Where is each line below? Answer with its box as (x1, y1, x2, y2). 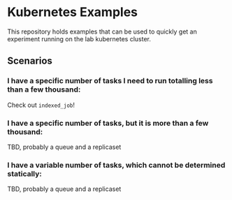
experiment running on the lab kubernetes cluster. (7, 34, 152, 43)
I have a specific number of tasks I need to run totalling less (7, 76, 213, 86)
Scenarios (7, 55, 52, 67)
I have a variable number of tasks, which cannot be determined (7, 160, 226, 170)
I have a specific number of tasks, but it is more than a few (7, 118, 209, 128)
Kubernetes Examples (7, 4, 138, 20)
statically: (7, 169, 42, 178)
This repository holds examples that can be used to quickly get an (7, 27, 197, 36)
